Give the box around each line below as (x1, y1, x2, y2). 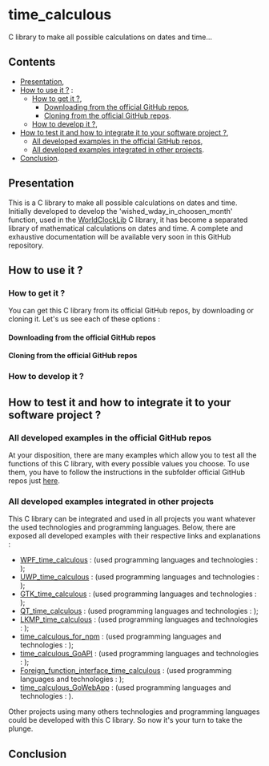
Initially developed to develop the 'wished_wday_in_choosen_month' (8, 206, 234, 216)
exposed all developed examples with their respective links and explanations (8, 531, 261, 541)
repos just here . (8, 476, 60, 486)
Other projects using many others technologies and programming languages (8, 707, 260, 716)
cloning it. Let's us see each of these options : (8, 314, 160, 324)
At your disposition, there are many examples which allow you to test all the (8, 450, 257, 460)
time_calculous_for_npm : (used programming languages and (19, 631, 222, 642)
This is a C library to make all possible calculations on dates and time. (8, 198, 238, 208)
